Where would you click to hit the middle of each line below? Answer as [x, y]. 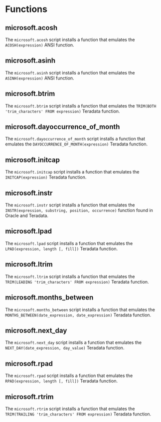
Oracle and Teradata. [27, 215]
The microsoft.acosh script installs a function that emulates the [70, 39]
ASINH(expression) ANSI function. [40, 78]
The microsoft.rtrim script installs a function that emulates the [70, 408]
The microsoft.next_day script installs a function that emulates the [74, 342]
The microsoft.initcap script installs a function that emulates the [72, 172]
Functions [26, 9]
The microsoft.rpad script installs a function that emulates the [69, 375]
